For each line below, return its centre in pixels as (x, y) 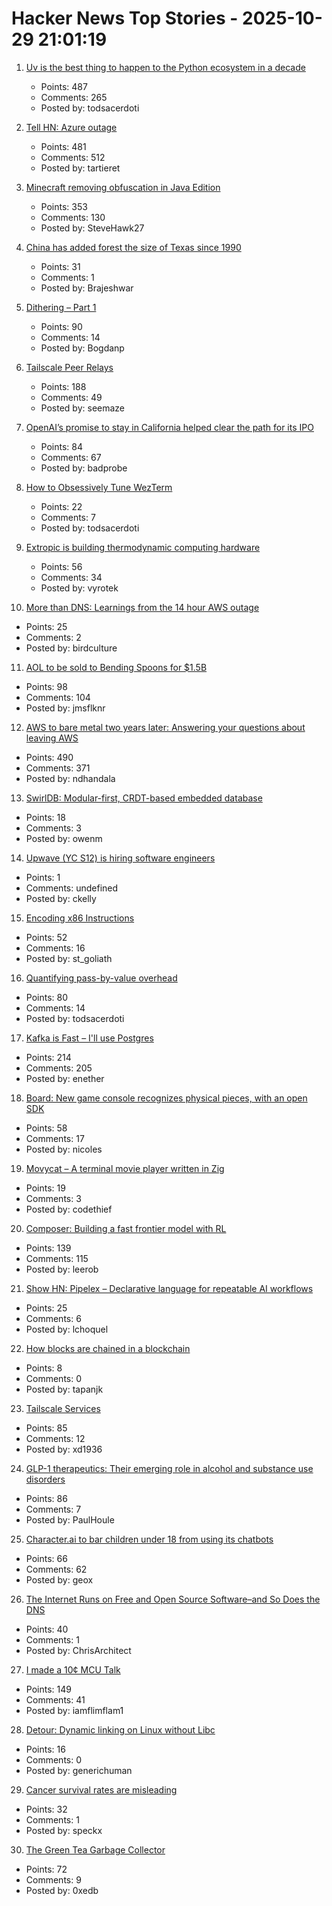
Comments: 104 (58, 697)
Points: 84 (62, 446)
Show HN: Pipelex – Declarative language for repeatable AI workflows (169, 1288)
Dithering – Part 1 (61, 307)
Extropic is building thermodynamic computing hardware (143, 547)
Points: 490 (49, 757)
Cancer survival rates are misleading (101, 1789)
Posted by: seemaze (83, 408)
